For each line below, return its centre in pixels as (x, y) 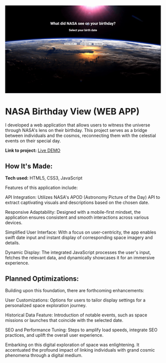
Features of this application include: (41, 188)
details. (13, 243)
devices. (14, 223)
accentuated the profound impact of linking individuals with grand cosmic (80, 350)
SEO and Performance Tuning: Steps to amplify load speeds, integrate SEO (81, 330)
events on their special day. (33, 141)
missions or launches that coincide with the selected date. (64, 320)
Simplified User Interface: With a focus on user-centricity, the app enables (81, 232)
